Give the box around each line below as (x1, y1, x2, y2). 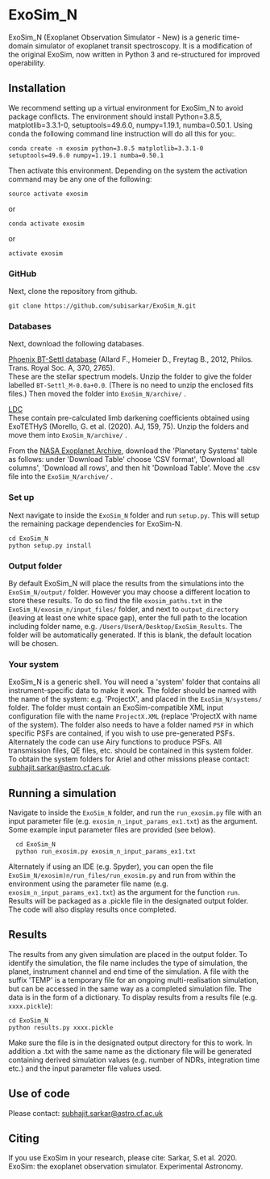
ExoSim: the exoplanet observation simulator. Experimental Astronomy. (8, 1161, 243, 1172)
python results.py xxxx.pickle (8, 1023, 114, 1031)
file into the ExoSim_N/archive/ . (8, 472, 114, 481)
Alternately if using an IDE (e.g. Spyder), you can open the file (8, 862, 214, 871)
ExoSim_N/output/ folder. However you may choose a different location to (8, 587, 251, 597)
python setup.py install (8, 541, 92, 550)
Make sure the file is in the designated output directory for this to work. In (8, 1038, 252, 1047)
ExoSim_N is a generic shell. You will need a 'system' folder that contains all (8, 677, 260, 687)
